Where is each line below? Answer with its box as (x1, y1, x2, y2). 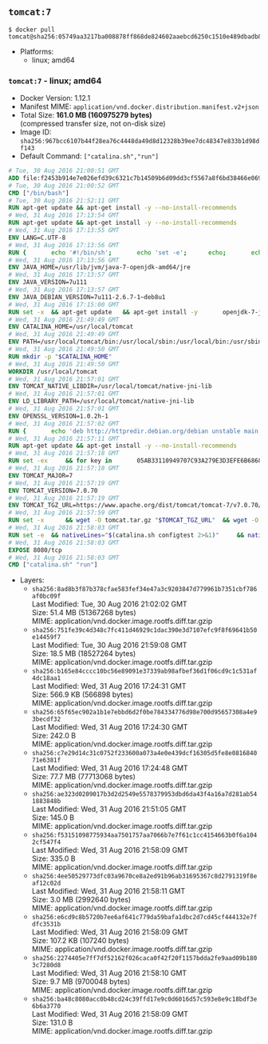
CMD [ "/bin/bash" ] (8, 189, 69, 197)
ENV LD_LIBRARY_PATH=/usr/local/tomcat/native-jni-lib (8, 398, 195, 406)
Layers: (19, 575, 45, 585)
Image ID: (19, 127, 52, 137)
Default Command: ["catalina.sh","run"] (19, 151, 160, 161)
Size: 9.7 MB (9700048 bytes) (31, 977, 131, 986)
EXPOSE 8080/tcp (8, 546, 62, 554)
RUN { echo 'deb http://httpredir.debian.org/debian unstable (8, 427, 241, 435)
